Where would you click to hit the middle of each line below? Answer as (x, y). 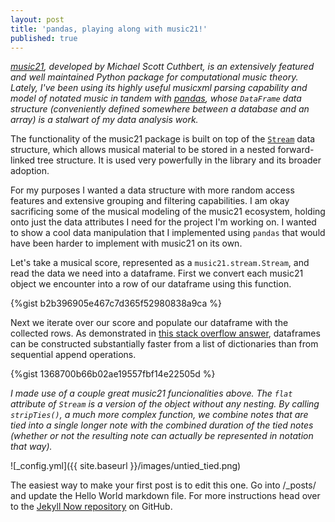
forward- (296, 150)
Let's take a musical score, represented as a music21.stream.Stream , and (160, 263)
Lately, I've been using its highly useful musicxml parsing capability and (159, 88)
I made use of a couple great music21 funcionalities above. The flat (151, 393)
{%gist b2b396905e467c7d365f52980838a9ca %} (116, 303)
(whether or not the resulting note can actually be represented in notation (162, 436)
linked (23, 160)
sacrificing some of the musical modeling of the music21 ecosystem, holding (168, 212)
